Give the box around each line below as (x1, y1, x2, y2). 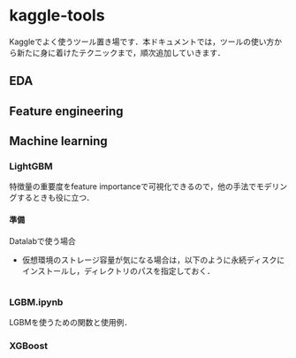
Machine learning (9, 133, 108, 149)
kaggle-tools (9, 5, 105, 26)
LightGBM (9, 160, 53, 172)
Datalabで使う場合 (9, 235, 77, 246)
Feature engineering (9, 103, 124, 118)
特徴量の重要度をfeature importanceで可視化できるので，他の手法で (9, 181, 257, 192)
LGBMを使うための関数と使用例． (9, 316, 133, 327)
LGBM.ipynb (9, 295, 64, 308)
